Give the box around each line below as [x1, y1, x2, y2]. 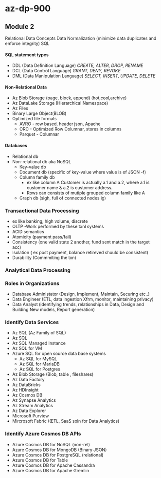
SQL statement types [5, 52, 49, 58]
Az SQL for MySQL [19, 356, 57, 362]
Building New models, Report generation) [12, 306, 95, 313]
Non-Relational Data [5, 84, 47, 90]
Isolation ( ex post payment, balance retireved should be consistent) [12, 249, 148, 255]
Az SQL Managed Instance [12, 340, 66, 346]
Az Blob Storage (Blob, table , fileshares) [12, 371, 94, 377]
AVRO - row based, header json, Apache [19, 121, 101, 127]
